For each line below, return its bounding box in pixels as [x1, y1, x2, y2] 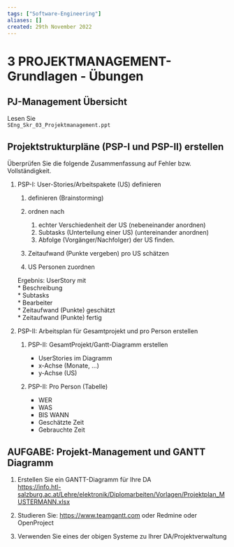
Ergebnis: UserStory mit [17, 277, 87, 285]
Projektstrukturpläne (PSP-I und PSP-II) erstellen [7, 140, 224, 152]
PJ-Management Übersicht [7, 96, 128, 108]
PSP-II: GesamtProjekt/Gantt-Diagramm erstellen [27, 340, 168, 349]
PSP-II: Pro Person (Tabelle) [27, 382, 108, 391]
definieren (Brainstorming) [27, 194, 104, 203]
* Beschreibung [17, 284, 63, 292]
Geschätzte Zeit [38, 418, 85, 427]
